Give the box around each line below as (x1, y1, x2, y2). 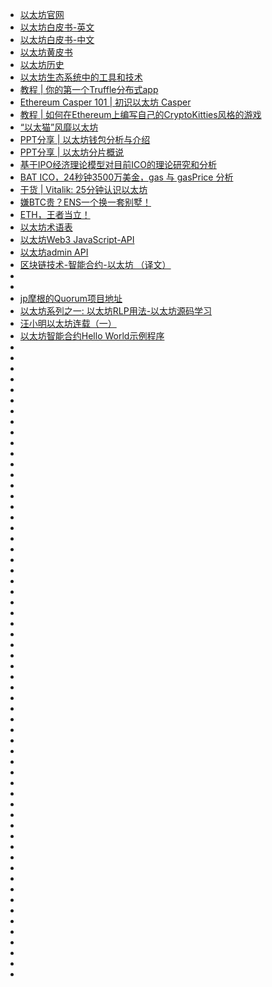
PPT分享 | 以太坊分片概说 (19, 146, 125, 158)
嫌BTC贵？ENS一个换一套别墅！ (19, 196, 152, 208)
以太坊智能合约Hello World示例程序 (19, 330, 165, 342)
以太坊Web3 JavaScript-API (19, 234, 135, 245)
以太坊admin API (19, 246, 89, 258)
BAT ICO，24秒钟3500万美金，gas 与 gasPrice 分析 (19, 171, 234, 183)
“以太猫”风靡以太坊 (19, 121, 99, 133)
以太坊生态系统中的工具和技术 (19, 71, 143, 83)
